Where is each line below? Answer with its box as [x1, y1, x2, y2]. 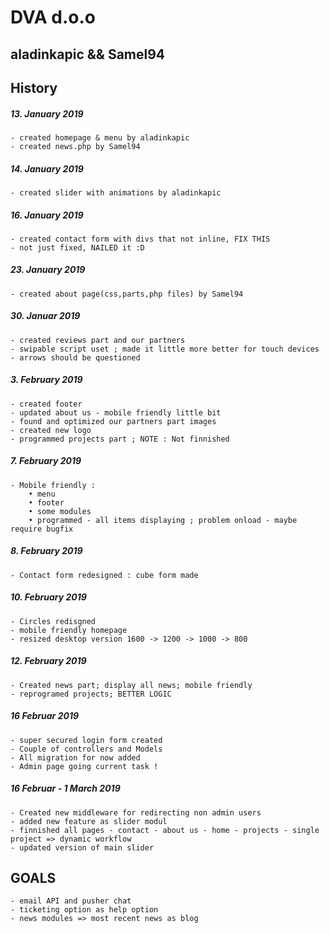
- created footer [10, 399, 83, 409]
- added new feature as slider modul [10, 816, 168, 826]
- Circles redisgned [10, 616, 97, 626]
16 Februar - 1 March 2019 [10, 782, 121, 795]
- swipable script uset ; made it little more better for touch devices [10, 344, 320, 354]
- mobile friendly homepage [10, 625, 128, 635]
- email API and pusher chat [10, 896, 132, 906]
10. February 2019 [10, 591, 87, 603]
